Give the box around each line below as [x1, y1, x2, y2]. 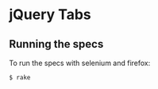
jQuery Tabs [9, 6, 92, 24]
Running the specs [9, 37, 104, 51]
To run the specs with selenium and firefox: [9, 58, 151, 68]
